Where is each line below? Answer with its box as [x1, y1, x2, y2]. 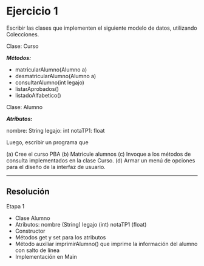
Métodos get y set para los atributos [15, 233, 106, 241]
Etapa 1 [6, 202, 25, 210]
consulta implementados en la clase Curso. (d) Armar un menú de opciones [6, 156, 195, 164]
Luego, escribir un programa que [6, 138, 89, 146]
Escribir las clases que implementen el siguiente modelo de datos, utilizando [6, 24, 197, 32]
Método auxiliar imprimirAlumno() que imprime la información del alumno [15, 240, 198, 247]
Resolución [6, 187, 50, 197]
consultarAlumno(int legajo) [15, 79, 85, 86]
